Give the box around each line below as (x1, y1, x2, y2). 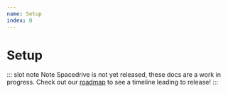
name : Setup (6, 10, 42, 18)
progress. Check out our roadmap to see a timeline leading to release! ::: (6, 78, 218, 87)
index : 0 (6, 17, 33, 24)
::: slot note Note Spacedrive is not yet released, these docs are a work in (6, 70, 222, 79)
